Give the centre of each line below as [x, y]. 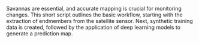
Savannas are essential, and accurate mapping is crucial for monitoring [94, 9]
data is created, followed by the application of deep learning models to [94, 27]
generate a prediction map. [40, 34]
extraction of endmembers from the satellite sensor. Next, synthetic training [99, 21]
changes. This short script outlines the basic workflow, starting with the [94, 15]
